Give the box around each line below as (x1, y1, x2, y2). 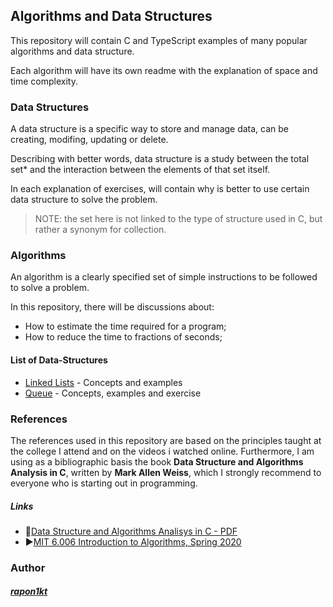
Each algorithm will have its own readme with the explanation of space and (10, 64, 318, 76)
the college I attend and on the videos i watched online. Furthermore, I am (10, 445, 315, 457)
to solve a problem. (10, 282, 90, 294)
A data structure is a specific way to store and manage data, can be (10, 123, 290, 135)
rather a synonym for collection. (34, 224, 167, 236)
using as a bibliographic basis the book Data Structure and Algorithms (10, 455, 304, 468)
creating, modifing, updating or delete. (10, 134, 169, 146)
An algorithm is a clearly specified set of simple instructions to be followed (10, 271, 318, 283)
